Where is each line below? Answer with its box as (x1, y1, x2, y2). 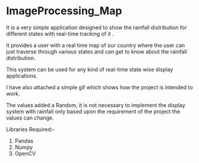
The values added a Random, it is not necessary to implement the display (6, 101, 185, 108)
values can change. (6, 114, 55, 121)
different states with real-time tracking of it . (6, 30, 114, 37)
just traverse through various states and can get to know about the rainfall (6, 48, 187, 55)
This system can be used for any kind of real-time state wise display (6, 65, 173, 73)
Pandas (14, 137, 34, 144)
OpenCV (14, 150, 36, 157)
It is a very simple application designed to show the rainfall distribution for (6, 24, 187, 31)
